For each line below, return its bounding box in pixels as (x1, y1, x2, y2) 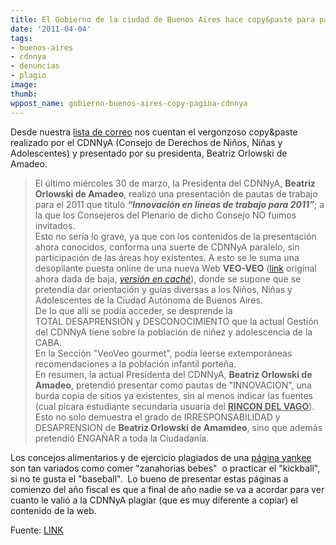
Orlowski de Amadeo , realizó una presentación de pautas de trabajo (34, 187, 318, 200)
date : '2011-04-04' (10, 24, 92, 34)
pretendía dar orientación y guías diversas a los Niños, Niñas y (34, 283, 293, 295)
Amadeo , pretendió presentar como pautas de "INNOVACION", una (34, 379, 312, 391)
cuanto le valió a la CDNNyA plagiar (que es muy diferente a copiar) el (10, 494, 298, 506)
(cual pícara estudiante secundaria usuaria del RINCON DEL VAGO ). (34, 400, 315, 412)
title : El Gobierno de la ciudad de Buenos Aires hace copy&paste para (10, 14, 315, 25)
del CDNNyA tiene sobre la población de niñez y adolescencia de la (34, 326, 313, 338)
